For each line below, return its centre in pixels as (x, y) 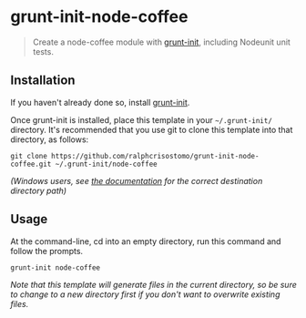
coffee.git (31, 164)
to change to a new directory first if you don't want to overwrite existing (145, 294)
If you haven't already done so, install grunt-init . (100, 102)
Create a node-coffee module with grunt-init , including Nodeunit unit (161, 42)
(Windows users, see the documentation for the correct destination (137, 180)
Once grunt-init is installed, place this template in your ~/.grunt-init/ (141, 119)
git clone (29, 156)
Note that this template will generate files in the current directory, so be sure (153, 284)
